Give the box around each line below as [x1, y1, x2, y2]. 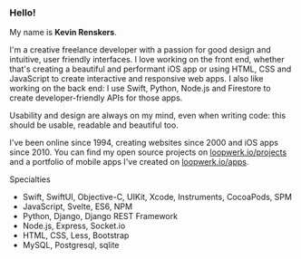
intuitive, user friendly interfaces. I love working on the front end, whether [9, 54, 285, 65]
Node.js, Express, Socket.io [22, 220, 126, 232]
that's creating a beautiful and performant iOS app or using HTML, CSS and [9, 63, 292, 74]
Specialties [9, 174, 52, 185]
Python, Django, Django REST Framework [22, 211, 179, 222]
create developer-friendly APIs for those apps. [9, 92, 183, 103]
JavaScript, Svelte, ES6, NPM [22, 201, 133, 212]
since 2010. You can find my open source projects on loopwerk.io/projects [9, 147, 287, 158]
